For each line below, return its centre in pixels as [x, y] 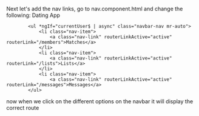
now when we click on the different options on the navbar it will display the [100, 101]
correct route [23, 108]
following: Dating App [33, 15]
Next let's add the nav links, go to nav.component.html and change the [95, 9]
